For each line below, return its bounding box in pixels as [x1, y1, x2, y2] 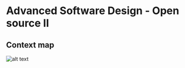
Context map [6, 40, 55, 50]
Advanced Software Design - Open [6, 4, 180, 18]
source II [6, 16, 49, 30]
